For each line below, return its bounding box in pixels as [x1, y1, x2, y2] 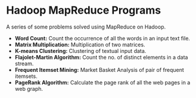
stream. [14, 60, 34, 67]
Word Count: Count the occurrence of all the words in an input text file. [14, 34, 191, 42]
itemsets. [14, 72, 38, 80]
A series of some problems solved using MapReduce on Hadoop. [6, 23, 166, 30]
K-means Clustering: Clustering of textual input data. [14, 47, 147, 54]
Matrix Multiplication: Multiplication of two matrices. [14, 41, 145, 48]
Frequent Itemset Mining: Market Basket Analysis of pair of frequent [14, 66, 185, 73]
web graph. [14, 85, 43, 92]
